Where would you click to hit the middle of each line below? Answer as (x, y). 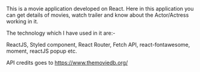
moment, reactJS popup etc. (42, 51)
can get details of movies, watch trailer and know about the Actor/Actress (98, 15)
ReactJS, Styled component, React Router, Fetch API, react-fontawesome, (98, 45)
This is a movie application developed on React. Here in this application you (100, 9)
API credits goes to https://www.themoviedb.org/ (67, 63)
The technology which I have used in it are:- (61, 33)
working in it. (22, 21)
